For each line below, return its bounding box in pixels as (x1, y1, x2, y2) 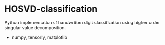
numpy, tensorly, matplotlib (11, 34, 67, 40)
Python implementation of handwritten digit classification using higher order (4, 20, 160, 25)
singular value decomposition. (4, 24, 66, 30)
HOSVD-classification (4, 3, 98, 15)
